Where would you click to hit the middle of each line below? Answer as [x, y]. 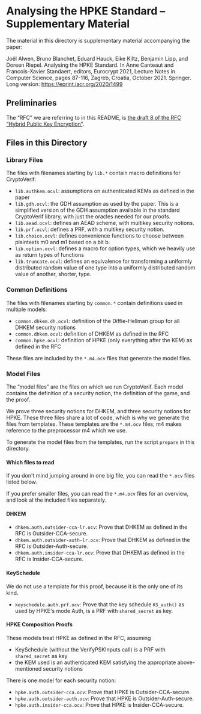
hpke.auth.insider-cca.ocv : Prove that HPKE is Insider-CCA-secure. [99, 704]
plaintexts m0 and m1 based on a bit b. [62, 242]
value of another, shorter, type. [53, 274]
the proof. [18, 400]
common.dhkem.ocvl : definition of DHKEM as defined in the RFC [92, 334]
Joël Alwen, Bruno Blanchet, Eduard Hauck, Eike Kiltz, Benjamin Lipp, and [97, 58]
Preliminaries [31, 103]
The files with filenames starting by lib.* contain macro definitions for [94, 173]
